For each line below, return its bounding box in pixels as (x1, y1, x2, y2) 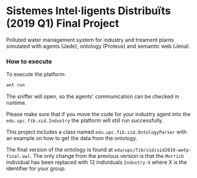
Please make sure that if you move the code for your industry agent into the (6, 111, 191, 118)
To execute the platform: (6, 71, 66, 78)
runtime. (6, 99, 27, 106)
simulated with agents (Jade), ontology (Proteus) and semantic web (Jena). (6, 43, 191, 50)
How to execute (6, 57, 52, 66)
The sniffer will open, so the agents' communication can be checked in (6, 93, 180, 100)
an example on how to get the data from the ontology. (6, 135, 138, 142)
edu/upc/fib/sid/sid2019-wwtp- (114, 147, 192, 153)
